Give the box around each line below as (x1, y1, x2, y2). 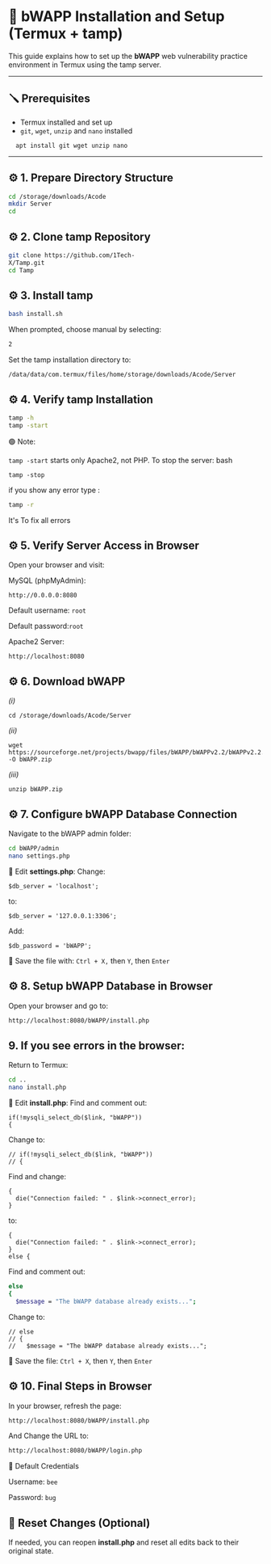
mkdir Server (8, 200, 52, 209)
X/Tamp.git (8, 259, 45, 267)
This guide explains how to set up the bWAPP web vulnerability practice (8, 51, 248, 61)
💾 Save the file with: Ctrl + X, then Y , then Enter (8, 955, 170, 965)
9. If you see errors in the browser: (8, 1039, 186, 1052)
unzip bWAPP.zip (8, 786, 63, 794)
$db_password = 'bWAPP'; (8, 942, 92, 950)
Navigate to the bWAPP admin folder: (8, 828, 131, 839)
